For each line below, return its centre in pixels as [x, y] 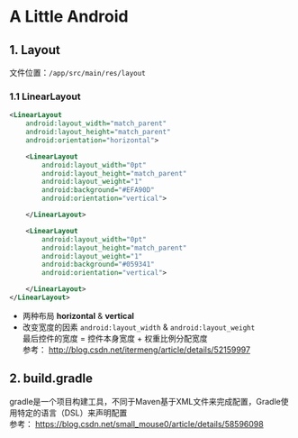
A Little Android [69, 17]
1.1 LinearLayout [45, 96]
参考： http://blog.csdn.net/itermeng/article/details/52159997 [136, 350]
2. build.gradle [51, 379]
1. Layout [35, 50]
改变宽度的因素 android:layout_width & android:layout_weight [139, 327]
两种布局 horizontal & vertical [78, 315]
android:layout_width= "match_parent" [96, 123]
